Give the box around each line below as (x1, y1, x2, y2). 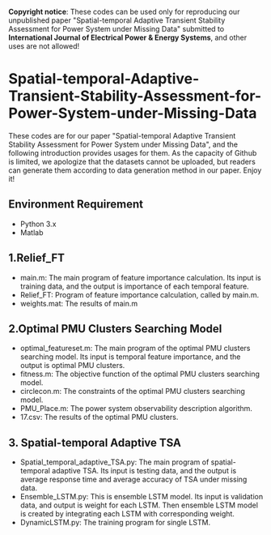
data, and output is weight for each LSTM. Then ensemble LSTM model (19, 500, 259, 510)
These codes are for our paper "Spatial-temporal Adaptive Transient (8, 131, 236, 140)
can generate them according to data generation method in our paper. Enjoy (8, 165, 262, 175)
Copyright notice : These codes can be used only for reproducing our (8, 7, 240, 16)
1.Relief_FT (8, 251, 66, 265)
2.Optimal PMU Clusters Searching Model (8, 322, 222, 336)
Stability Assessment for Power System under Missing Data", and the (8, 139, 239, 149)
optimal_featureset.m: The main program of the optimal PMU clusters (19, 344, 251, 353)
